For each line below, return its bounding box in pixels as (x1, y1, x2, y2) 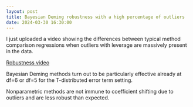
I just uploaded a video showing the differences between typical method (6, 36, 181, 43)
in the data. (6, 48, 33, 55)
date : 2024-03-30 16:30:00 (6, 19, 72, 25)
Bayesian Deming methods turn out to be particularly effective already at (6, 71, 182, 78)
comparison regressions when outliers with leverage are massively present (6, 42, 188, 49)
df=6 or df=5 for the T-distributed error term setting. (6, 77, 133, 84)
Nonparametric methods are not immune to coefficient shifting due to (6, 88, 174, 95)
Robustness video (6, 59, 50, 66)
